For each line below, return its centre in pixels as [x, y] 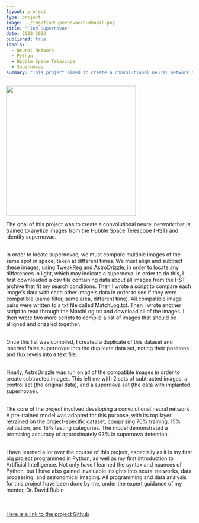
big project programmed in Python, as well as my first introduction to [90, 458]
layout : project [26, 12]
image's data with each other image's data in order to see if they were [92, 293]
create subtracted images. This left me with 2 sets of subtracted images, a [97, 379]
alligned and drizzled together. [44, 324]
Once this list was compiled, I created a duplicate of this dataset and [90, 342]
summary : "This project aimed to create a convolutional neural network [98, 72]
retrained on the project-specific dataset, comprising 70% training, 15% [94, 421]
